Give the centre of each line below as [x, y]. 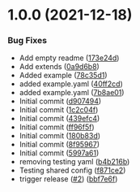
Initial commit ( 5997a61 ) [59, 153]
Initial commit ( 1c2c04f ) [59, 110]
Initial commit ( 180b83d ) [60, 136]
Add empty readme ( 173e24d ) [69, 58]
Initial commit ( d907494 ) [60, 101]
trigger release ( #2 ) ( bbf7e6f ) [68, 179]
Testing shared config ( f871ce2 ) [72, 170]
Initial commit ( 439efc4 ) [59, 119]
